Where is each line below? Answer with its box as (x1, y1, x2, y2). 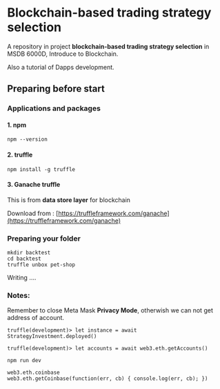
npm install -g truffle (7, 166, 76, 173)
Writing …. (7, 274, 37, 282)
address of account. (7, 314, 64, 322)
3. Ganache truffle (7, 181, 61, 189)
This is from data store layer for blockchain (7, 195, 131, 204)
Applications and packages (7, 103, 101, 113)
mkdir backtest (7, 250, 51, 257)
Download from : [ (7, 209, 59, 217)
